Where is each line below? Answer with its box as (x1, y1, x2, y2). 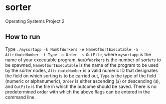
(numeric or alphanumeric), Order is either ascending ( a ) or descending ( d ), (5, 78, 160, 84)
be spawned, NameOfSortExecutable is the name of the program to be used (5, 62, 159, 68)
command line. (5, 94, 36, 100)
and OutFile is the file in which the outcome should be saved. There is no (5, 83, 157, 89)
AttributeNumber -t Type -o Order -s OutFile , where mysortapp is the (5, 51, 151, 57)
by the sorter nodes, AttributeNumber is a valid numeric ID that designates (5, 67, 158, 73)
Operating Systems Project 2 (5, 18, 65, 24)
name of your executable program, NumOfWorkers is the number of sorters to (5, 57, 161, 63)
